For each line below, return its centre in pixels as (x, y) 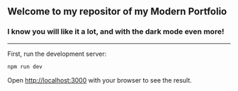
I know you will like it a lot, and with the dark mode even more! (116, 32)
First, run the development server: (57, 54)
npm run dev (25, 66)
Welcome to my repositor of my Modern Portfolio (117, 12)
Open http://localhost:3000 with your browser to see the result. (100, 80)
